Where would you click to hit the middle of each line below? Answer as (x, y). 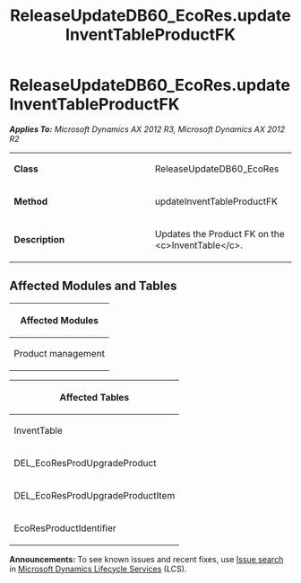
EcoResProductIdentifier (65, 528)
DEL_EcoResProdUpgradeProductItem (95, 495)
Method (31, 201)
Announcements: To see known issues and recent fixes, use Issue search (146, 559)
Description (39, 239)
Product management (60, 353)
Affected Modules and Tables (93, 286)
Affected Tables (95, 397)
